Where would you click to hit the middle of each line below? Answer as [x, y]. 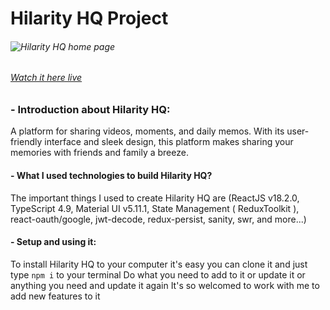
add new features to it [55, 296]
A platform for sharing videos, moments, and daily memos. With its [147, 131]
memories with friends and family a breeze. [99, 153]
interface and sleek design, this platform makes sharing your [169, 142]
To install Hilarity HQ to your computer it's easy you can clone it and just [159, 264]
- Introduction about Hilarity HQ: [90, 109]
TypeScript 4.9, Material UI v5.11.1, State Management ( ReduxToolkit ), [155, 208]
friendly [26, 142]
